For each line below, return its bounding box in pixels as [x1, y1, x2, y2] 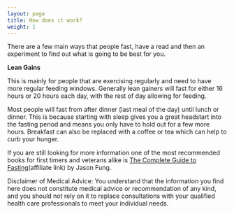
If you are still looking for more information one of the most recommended [7, 148, 221, 157]
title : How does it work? [7, 17, 82, 24]
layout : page [7, 10, 45, 17]
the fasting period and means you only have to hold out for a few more [7, 120, 210, 129]
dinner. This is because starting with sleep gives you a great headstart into [7, 113, 222, 121]
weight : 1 [7, 23, 36, 30]
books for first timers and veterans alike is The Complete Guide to [7, 156, 197, 164]
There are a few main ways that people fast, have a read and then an [7, 43, 205, 51]
